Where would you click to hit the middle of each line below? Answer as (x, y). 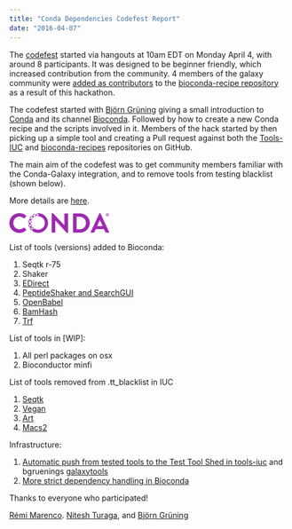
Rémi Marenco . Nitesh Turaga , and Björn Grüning (99, 515)
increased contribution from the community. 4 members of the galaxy (136, 73)
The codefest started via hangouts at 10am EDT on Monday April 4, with (141, 54)
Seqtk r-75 (41, 264)
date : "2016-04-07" (45, 28)
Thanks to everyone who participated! (79, 498)
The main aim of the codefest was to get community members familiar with (146, 164)
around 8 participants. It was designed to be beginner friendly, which (135, 64)
